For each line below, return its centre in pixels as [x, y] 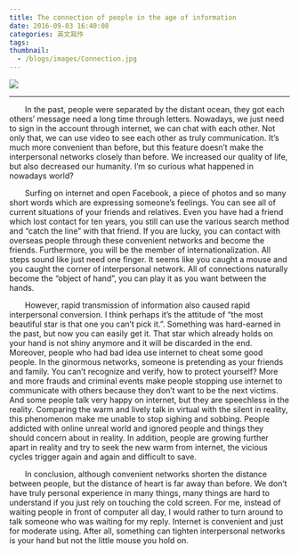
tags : [19, 42]
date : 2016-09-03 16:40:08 [59, 26]
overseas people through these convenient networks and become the [137, 240]
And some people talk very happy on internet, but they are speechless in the [149, 400]
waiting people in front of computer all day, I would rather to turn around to [146, 512]
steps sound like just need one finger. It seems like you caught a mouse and [148, 259]
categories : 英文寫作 [47, 34]
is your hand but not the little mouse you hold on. [99, 540]
